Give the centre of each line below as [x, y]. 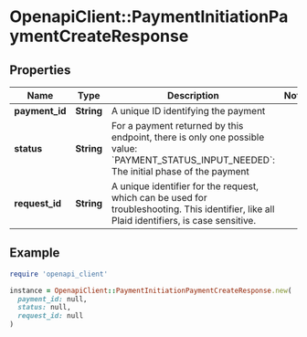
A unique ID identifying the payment [188, 111]
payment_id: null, [53, 299]
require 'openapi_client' [58, 274]
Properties [40, 70]
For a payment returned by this [177, 126]
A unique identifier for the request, [185, 186]
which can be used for [159, 198]
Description [193, 95]
